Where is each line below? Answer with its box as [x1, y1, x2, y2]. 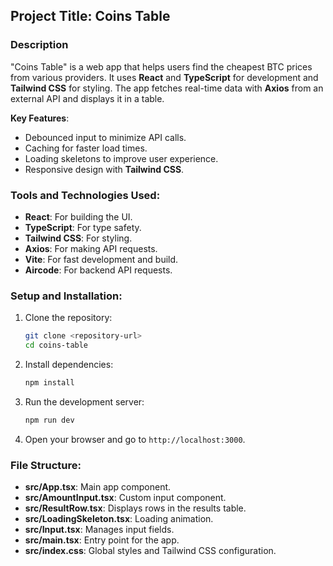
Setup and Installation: [10, 289, 123, 303]
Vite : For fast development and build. [24, 253, 179, 265]
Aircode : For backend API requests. [24, 264, 173, 276]
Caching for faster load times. [24, 142, 148, 154]
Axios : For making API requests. [24, 242, 158, 254]
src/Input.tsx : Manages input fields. [24, 524, 175, 536]
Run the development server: [24, 395, 145, 408]
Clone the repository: [24, 312, 113, 324]
